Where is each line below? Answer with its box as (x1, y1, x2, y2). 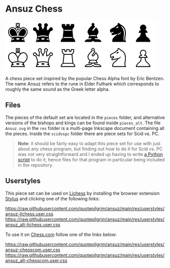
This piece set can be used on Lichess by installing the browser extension (5, 190, 160, 196)
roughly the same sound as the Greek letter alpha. (5, 86, 110, 92)
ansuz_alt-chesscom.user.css (5, 257, 67, 263)
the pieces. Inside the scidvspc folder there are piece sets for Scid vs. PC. (5, 130, 160, 137)
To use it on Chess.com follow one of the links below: (5, 231, 117, 238)
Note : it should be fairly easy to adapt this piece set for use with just (17, 140, 161, 146)
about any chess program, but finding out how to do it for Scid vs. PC (17, 146, 163, 152)
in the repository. (17, 162, 53, 168)
